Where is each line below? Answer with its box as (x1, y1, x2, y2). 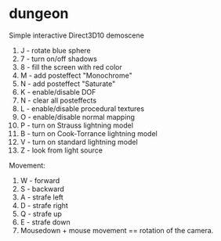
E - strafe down (20, 217, 71, 227)
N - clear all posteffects (20, 95, 97, 105)
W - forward (20, 175, 60, 185)
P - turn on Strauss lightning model (20, 120, 134, 130)
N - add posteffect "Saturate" (20, 79, 116, 88)
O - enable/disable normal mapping (20, 112, 136, 121)
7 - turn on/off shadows (20, 54, 97, 63)
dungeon (9, 5, 69, 23)
